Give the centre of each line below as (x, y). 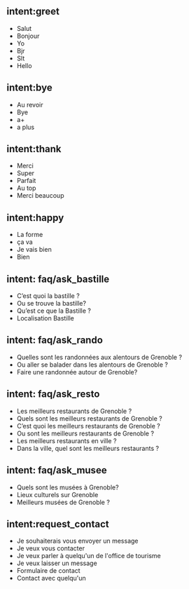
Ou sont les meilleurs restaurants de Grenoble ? (85, 433)
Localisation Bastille (45, 318)
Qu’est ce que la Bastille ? (54, 311)
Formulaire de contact (49, 571)
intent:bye (30, 88)
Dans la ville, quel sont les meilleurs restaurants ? (87, 448)
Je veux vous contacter (51, 548)
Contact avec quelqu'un (51, 578)
